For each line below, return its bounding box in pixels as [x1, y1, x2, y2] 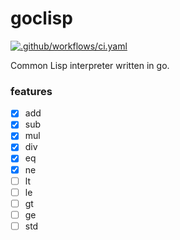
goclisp [10, 7, 73, 30]
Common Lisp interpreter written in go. [10, 59, 170, 71]
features [10, 84, 53, 98]
